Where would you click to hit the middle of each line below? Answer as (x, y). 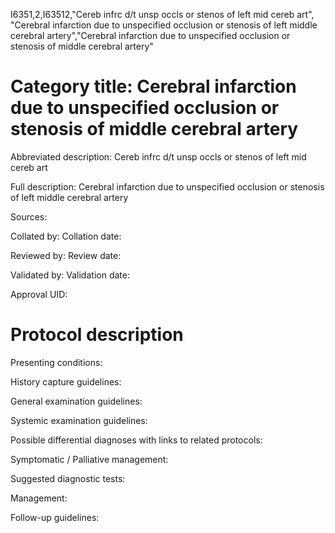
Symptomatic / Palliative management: (89, 459)
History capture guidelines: (66, 381)
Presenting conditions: (56, 362)
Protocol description (97, 335)
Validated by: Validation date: (70, 275)
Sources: (29, 216)
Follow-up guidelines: (55, 517)
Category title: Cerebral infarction (153, 86)
